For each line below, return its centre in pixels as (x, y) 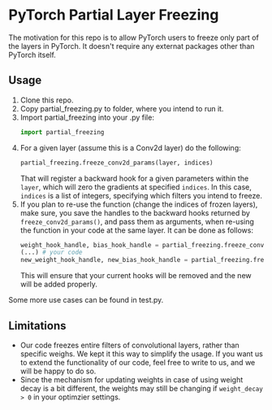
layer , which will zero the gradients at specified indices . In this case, (136, 187)
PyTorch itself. (32, 55)
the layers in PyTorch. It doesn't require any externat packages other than (132, 46)
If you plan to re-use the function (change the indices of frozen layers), (139, 204)
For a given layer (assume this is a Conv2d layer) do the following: (130, 147)
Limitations (37, 326)
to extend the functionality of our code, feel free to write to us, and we (138, 362)
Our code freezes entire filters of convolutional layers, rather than (130, 345)
